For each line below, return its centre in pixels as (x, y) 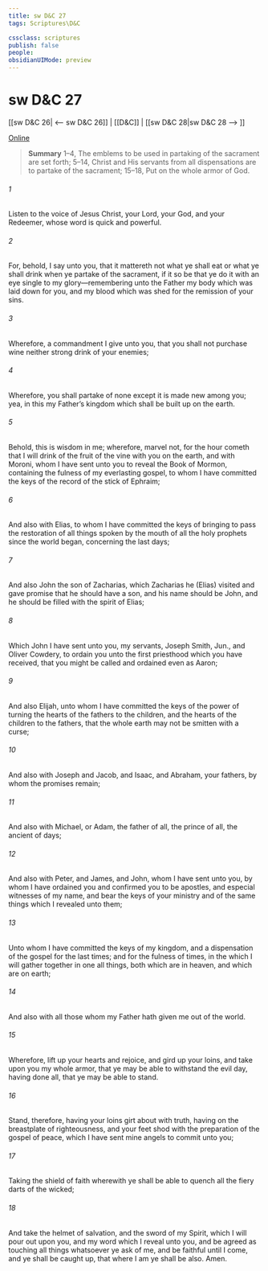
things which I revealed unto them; (65, 904)
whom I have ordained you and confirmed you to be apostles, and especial (132, 887)
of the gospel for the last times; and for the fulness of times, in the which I (130, 956)
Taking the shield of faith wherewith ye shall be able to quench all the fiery (131, 1181)
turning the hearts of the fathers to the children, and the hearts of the (123, 714)
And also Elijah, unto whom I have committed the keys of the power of (124, 705)
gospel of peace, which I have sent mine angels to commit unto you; (121, 1137)
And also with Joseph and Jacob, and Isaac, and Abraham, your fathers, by (133, 775)
